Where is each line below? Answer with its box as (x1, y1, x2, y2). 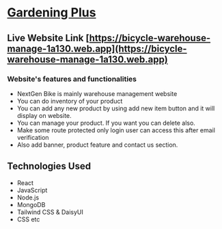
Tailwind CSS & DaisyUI (16, 208, 83, 216)
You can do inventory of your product (16, 97, 123, 105)
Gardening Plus (7, 5, 96, 21)
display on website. (16, 111, 72, 119)
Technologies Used (7, 160, 91, 172)
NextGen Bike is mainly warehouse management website (16, 89, 178, 97)
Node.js (16, 193, 40, 202)
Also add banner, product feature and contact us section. (16, 141, 178, 149)
